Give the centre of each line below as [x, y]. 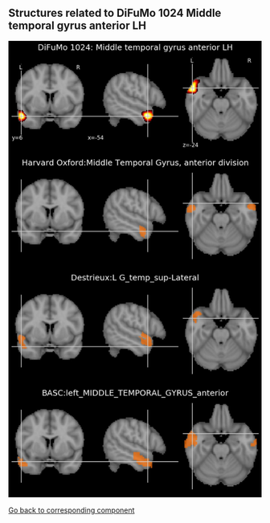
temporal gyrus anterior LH [78, 26]
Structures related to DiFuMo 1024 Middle [115, 13]
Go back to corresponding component [72, 510]
